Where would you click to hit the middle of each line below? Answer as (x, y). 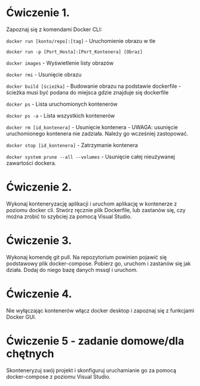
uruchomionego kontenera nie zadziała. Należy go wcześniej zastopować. (97, 133)
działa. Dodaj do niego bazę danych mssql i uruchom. (72, 269)
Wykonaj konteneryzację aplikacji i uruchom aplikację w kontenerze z (92, 204)
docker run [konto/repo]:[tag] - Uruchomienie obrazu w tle (81, 41)
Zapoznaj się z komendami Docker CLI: (54, 29)
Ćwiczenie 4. (39, 294)
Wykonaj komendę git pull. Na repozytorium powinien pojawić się (87, 257)
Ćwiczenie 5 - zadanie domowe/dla (95, 341)
